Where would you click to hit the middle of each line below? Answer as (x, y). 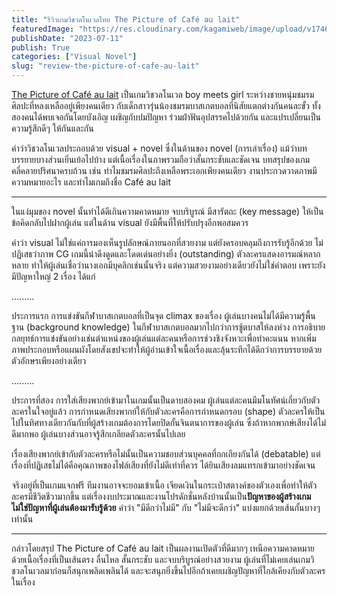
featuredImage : (43, 29)
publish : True (41, 47)
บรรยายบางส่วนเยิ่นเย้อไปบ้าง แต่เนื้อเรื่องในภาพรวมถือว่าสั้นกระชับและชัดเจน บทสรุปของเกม (161, 159)
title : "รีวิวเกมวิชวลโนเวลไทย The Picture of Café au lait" (126, 19)
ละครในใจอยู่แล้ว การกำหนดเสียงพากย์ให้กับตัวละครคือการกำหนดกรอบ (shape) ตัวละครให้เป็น (168, 411)
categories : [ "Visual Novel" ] (74, 57)
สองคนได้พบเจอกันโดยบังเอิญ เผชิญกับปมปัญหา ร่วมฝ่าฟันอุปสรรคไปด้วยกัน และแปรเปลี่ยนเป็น (166, 117)
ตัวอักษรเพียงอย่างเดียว (49, 360)
